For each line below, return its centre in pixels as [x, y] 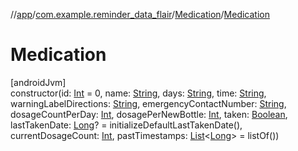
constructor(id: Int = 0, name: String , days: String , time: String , [138, 93]
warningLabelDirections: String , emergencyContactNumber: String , [148, 103]
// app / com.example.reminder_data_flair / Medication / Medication [140, 14]
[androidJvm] [38, 82]
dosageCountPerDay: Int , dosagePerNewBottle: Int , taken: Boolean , [149, 114]
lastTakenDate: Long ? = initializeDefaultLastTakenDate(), [126, 125]
